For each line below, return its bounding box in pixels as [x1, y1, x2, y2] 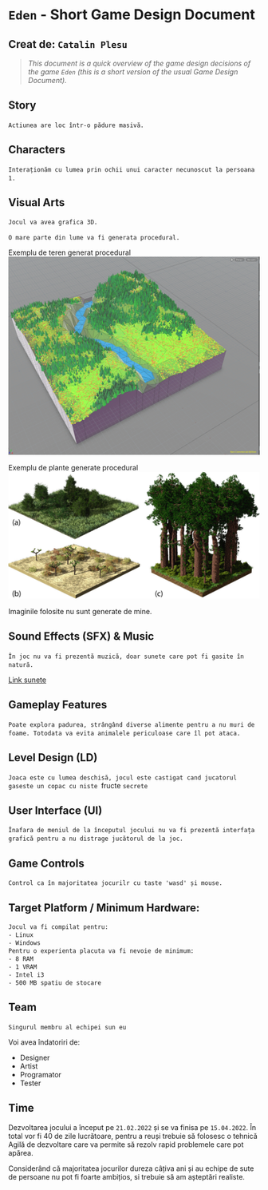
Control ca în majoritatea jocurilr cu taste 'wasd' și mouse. [8, 879, 223, 887]
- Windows [8, 938, 41, 947]
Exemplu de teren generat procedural [8, 248, 132, 257]
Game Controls [8, 856, 85, 870]
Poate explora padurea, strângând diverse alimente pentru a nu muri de [8, 720, 255, 728]
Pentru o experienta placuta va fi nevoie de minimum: [8, 946, 195, 955]
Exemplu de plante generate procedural [8, 462, 139, 472]
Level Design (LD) [8, 751, 98, 764]
